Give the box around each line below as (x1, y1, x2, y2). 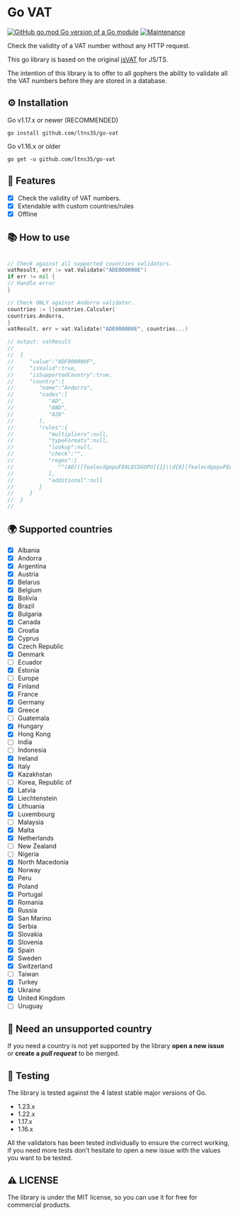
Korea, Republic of (17, 777, 72, 787)
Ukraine (17, 986, 41, 994)
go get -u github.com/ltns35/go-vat (7, 155, 115, 163)
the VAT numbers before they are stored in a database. (7, 76, 168, 85)
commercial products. (7, 1200, 72, 1209)
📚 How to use (7, 232, 70, 244)
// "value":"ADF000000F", (7, 358, 97, 365)
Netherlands (17, 834, 55, 843)
